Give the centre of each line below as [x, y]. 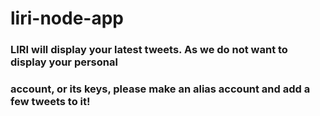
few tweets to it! [50, 102]
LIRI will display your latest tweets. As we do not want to [149, 50]
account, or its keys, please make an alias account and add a [160, 89]
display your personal [64, 62]
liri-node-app [67, 18]
